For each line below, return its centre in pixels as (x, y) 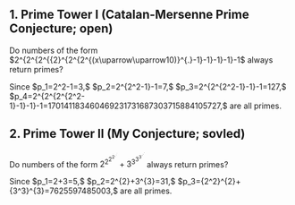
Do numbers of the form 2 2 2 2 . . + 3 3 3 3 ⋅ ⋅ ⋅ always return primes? (119, 159)
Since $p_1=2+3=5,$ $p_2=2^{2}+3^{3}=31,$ (93, 182)
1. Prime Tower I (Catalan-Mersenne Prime (129, 15)
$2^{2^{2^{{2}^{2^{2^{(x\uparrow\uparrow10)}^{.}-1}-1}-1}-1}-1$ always (141, 60)
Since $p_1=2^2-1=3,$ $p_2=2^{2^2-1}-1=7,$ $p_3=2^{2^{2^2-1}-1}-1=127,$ (148, 86)
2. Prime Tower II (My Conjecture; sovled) (127, 134)
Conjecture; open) (61, 29)
